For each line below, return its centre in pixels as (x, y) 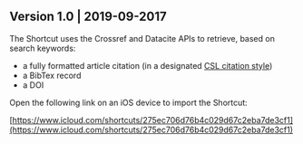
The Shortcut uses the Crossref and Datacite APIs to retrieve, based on (142, 38)
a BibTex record (52, 75)
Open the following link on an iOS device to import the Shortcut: (128, 102)
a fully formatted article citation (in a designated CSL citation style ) (147, 65)
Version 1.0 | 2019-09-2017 (88, 17)
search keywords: (43, 48)
